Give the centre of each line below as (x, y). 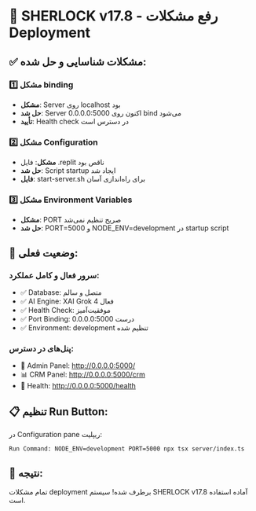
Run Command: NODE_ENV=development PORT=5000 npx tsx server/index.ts (127, 449)
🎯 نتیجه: (26, 473)
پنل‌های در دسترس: (41, 349)
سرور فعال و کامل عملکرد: (54, 275)
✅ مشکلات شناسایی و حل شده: (78, 62)
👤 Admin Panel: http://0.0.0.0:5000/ (78, 366)
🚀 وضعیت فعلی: (44, 253)
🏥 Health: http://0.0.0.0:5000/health (78, 386)
